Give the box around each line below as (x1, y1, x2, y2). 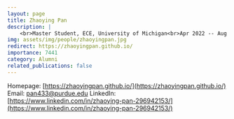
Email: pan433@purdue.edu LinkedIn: (7, 89, 116, 97)
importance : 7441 (7, 50, 58, 57)
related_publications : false (7, 62, 92, 69)
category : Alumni (7, 56, 58, 63)
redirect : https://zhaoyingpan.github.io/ (7, 43, 133, 50)
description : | (7, 23, 52, 30)
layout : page (7, 10, 46, 17)
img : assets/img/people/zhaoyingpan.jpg (7, 36, 128, 43)
